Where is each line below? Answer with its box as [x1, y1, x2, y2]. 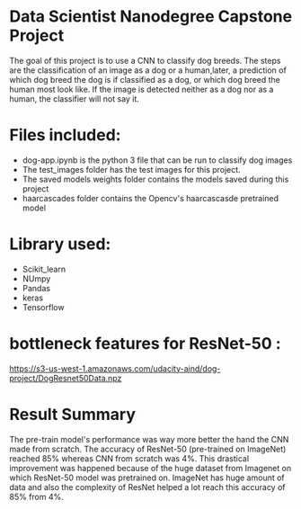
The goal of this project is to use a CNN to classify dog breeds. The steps [9, 55, 281, 66]
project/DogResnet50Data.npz [9, 372, 122, 383]
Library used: [9, 234, 111, 254]
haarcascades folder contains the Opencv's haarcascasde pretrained [22, 192, 279, 203]
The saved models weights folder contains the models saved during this [22, 174, 289, 184]
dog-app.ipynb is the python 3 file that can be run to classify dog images [22, 155, 293, 165]
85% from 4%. [9, 491, 65, 502]
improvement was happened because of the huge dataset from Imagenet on [9, 462, 292, 473]
